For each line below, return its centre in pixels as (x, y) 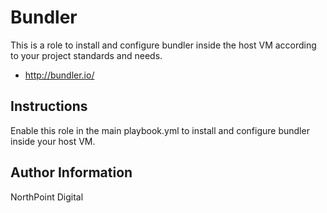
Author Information (71, 172)
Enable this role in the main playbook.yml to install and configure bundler (160, 130)
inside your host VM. (53, 141)
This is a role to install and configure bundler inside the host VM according (163, 45)
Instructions (49, 106)
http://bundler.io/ (59, 75)
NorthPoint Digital (47, 197)
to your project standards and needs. (86, 55)
